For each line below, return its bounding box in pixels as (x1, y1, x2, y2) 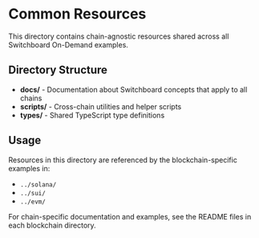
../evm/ (19, 198, 46, 206)
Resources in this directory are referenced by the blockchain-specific (8, 154, 238, 165)
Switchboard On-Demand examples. (8, 39, 128, 49)
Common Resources (8, 5, 147, 23)
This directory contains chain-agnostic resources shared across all (8, 31, 229, 41)
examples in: (8, 163, 51, 173)
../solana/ (19, 180, 57, 189)
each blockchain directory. (8, 220, 96, 230)
